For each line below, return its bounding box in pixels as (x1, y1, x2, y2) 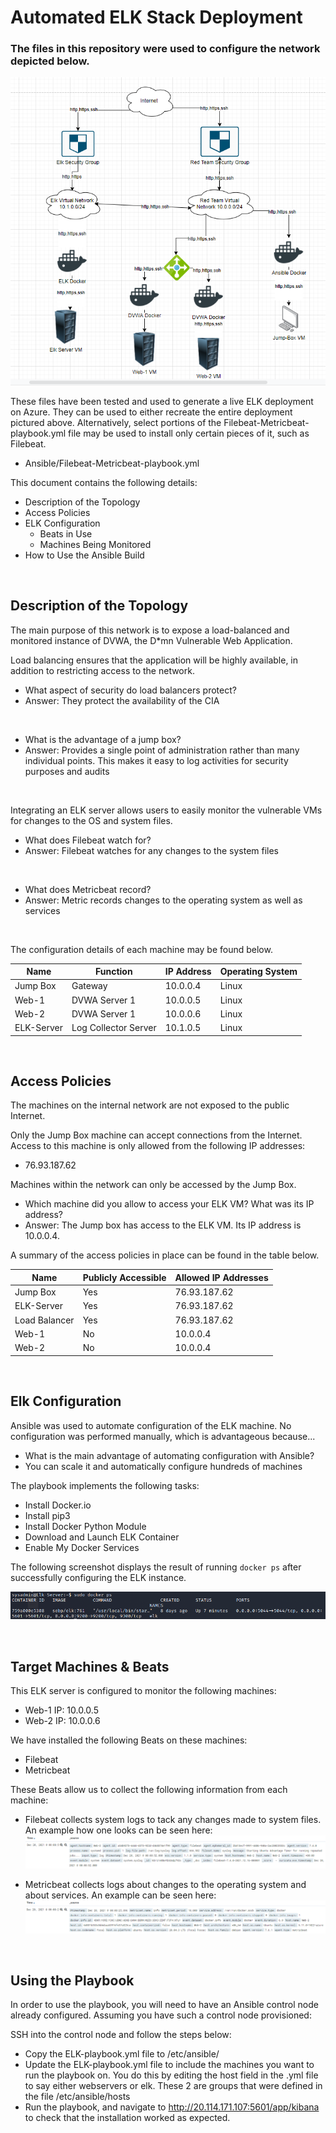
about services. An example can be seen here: (24, 1889, 217, 1901)
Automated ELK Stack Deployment (10, 6, 303, 29)
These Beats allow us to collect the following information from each (10, 1784, 288, 1796)
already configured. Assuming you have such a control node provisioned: (10, 2009, 312, 2021)
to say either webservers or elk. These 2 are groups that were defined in (24, 2080, 323, 2092)
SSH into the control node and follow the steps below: (10, 2029, 232, 2041)
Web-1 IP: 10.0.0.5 (24, 1704, 99, 1716)
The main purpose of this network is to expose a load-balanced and (10, 624, 290, 636)
